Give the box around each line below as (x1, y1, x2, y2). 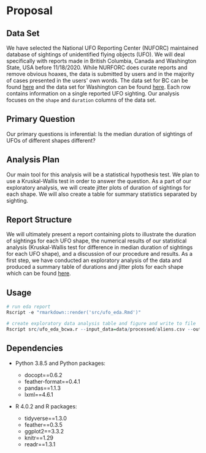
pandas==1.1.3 (24, 384, 61, 392)
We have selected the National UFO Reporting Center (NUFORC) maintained (6, 44, 199, 51)
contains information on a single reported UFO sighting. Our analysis (6, 90, 180, 97)
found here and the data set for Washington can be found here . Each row (6, 83, 191, 91)
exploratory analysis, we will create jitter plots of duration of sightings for (6, 184, 191, 191)
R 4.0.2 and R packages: (15, 402, 77, 410)
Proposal (6, 4, 53, 18)
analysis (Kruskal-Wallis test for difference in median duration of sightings (6, 244, 193, 251)
